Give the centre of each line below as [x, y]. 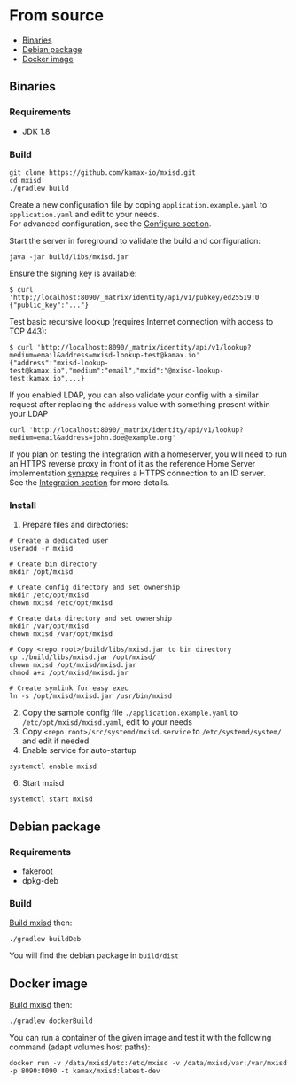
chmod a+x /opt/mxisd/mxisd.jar [69, 673]
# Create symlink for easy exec [69, 688]
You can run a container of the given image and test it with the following [140, 1038]
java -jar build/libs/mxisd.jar [69, 257]
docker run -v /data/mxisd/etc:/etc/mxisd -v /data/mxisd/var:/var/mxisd [148, 1064]
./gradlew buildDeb [45, 939]
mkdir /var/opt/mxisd [49, 626]
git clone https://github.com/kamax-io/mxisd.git [103, 173]
